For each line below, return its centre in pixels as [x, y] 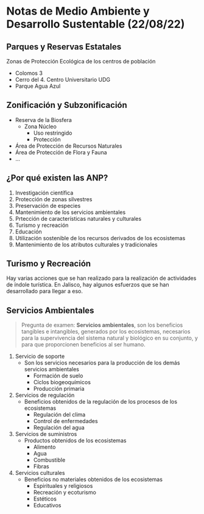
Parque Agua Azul [38, 86]
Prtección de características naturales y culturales [78, 218]
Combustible [49, 460]
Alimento [44, 447]
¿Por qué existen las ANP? [57, 178]
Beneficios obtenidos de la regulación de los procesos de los [101, 402]
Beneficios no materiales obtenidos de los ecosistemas [93, 479]
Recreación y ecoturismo [65, 493]
